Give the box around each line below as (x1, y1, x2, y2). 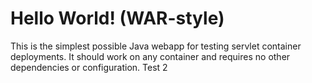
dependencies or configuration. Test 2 (10, 61, 168, 73)
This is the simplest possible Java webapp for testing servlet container (10, 40, 302, 52)
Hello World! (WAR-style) (10, 7, 225, 30)
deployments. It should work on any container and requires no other (10, 50, 291, 62)
